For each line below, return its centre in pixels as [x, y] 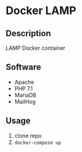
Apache [24, 82]
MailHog [25, 101]
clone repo [28, 135]
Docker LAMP [41, 11]
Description [28, 33]
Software [23, 67]
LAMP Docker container [36, 48]
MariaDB [26, 95]
